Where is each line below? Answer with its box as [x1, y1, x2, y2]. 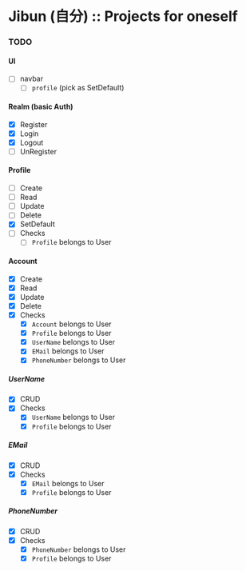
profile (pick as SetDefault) [31, 83, 125, 93]
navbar [19, 74, 44, 84]
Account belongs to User [31, 319, 112, 329]
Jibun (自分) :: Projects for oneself [8, 7, 238, 26]
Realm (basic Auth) [8, 102, 73, 112]
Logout [19, 138, 44, 147]
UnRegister [19, 146, 58, 156]
